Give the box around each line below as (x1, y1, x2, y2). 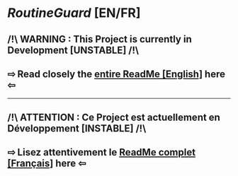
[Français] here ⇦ (7, 158, 86, 170)
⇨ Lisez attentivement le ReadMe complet (7, 146, 196, 158)
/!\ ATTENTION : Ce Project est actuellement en (7, 111, 221, 123)
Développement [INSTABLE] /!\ (7, 122, 147, 134)
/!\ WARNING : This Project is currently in (7, 33, 193, 45)
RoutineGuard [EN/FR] (7, 5, 141, 21)
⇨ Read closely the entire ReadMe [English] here (7, 68, 225, 80)
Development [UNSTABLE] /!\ (7, 44, 140, 56)
